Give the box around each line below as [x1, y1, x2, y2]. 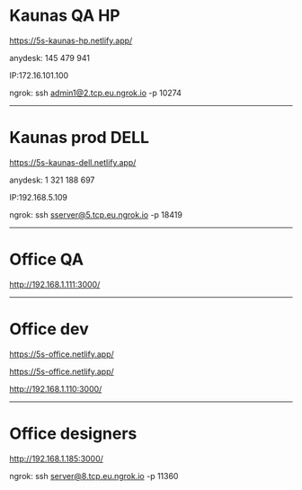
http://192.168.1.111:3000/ [9, 279, 101, 290]
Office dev [9, 319, 89, 339]
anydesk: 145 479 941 [9, 52, 90, 63]
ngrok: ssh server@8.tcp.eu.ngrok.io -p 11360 [9, 470, 179, 481]
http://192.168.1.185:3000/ [9, 453, 103, 464]
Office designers [9, 423, 138, 443]
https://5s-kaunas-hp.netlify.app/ [9, 35, 133, 46]
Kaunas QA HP [9, 5, 121, 26]
